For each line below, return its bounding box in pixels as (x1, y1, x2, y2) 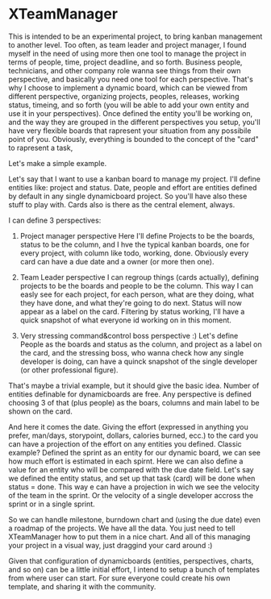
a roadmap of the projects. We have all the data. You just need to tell (8, 523, 236, 533)
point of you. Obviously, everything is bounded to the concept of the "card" (8, 134, 260, 144)
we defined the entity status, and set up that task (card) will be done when (8, 473, 256, 483)
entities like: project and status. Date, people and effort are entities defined (8, 182, 257, 192)
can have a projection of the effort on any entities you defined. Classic (8, 439, 242, 448)
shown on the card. (8, 406, 73, 416)
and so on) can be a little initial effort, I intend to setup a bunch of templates (8, 564, 261, 574)
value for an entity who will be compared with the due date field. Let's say (8, 464, 254, 474)
